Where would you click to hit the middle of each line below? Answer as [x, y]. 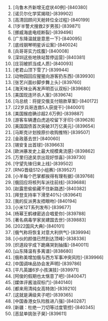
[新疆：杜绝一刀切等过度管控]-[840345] [54, 307]
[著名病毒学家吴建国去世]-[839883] [49, 220]
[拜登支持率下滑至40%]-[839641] [47, 195]
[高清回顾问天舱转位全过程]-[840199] [51, 20]
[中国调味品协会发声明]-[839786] [47, 263]
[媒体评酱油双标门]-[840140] [42, 282]
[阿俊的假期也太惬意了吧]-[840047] [49, 276]
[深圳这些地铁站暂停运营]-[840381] [49, 57]
